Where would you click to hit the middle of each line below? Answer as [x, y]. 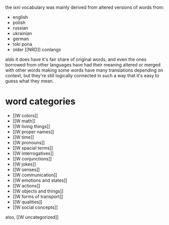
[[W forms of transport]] [38, 196]
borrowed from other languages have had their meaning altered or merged [83, 65]
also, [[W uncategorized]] [32, 217]
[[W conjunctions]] [32, 158]
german [21, 39]
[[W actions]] [26, 185]
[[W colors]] [25, 115]
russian [20, 28]
